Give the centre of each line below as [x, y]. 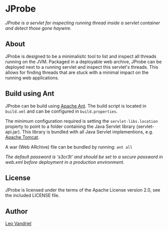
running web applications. [32, 78]
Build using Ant [30, 94]
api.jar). [13, 131]
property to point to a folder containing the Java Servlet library [70, 126]
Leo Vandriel [18, 223]
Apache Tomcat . [22, 137]
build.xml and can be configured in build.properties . [61, 111]
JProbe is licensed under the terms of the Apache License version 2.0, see [83, 190]
